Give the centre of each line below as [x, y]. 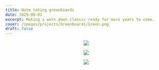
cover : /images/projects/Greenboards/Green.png [57, 24]
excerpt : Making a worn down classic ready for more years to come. [80, 19]
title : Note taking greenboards [40, 10]
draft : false [19, 29]
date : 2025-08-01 [24, 15]
